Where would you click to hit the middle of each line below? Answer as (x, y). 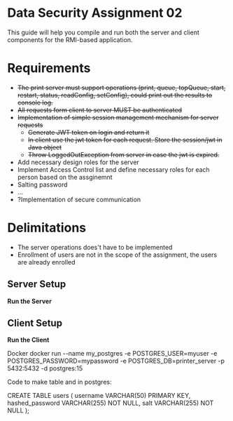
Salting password (42, 185)
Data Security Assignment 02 (95, 13)
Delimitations (47, 228)
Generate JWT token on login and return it (89, 132)
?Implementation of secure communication (79, 199)
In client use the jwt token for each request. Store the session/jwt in (125, 140)
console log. (35, 102)
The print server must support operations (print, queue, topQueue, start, (121, 87)
